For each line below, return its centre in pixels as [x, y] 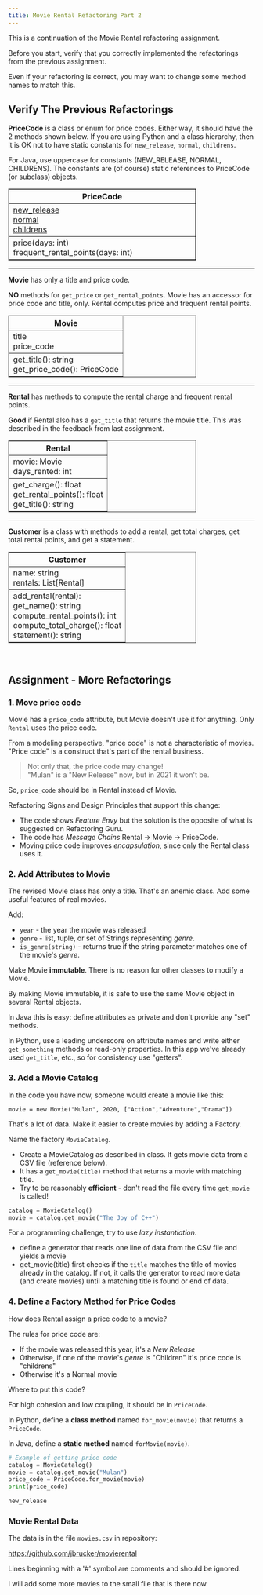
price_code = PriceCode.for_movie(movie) [77, 1480]
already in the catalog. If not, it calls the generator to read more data [130, 1273]
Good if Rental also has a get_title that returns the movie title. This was [125, 420]
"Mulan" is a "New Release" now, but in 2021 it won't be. [118, 775]
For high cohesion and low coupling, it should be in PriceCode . [108, 1404]
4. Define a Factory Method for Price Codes [92, 1301]
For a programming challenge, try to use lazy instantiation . [103, 1232]
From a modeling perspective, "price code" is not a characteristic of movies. [131, 743]
